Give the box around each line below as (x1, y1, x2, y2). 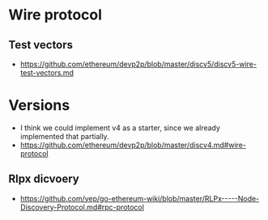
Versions (8, 96, 70, 115)
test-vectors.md (19, 68, 74, 78)
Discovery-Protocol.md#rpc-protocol (19, 202, 144, 212)
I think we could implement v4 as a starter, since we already (19, 123, 221, 133)
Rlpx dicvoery (8, 172, 79, 186)
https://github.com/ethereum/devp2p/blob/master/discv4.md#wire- (19, 140, 247, 150)
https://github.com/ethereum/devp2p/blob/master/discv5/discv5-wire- (19, 59, 257, 69)
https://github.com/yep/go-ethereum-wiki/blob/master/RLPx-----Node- (19, 193, 260, 203)
